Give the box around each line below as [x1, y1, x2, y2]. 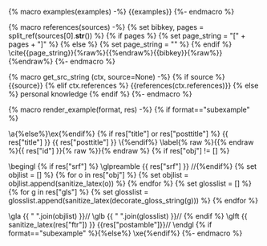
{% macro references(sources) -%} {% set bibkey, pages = [8, 23, 204, 31]
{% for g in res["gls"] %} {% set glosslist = [8, 187, 149, 196]
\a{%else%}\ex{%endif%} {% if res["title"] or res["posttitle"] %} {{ [8, 129, 229, 138]
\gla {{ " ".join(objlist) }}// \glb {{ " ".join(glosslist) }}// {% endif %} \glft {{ [8, 211, 248, 220]
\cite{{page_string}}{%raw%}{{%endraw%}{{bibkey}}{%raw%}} [8, 48, 223, 57]
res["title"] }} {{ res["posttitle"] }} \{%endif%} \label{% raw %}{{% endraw [8, 137, 254, 147]
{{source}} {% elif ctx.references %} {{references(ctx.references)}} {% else [8, 80, 259, 90]
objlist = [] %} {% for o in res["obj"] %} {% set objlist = [8, 170, 189, 179]
